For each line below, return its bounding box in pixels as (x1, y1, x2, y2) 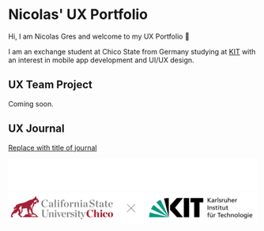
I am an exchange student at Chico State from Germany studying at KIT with (8, 47, 256, 56)
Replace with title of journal (8, 143, 97, 152)
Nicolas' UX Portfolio (8, 6, 149, 24)
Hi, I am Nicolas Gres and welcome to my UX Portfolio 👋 (8, 32, 190, 41)
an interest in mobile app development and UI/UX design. (8, 55, 195, 65)
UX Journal (8, 122, 65, 136)
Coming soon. (8, 99, 54, 108)
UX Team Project (8, 78, 93, 91)
